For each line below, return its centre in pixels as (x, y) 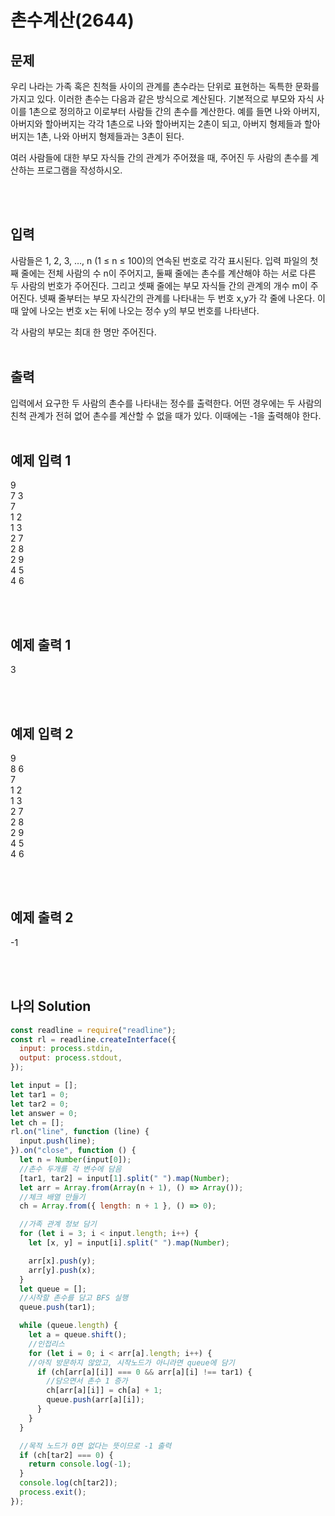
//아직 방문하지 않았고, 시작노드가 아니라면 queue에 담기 (131, 1362)
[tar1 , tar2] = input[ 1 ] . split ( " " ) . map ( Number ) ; (124, 1178)
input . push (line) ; (58, 1141)
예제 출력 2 (42, 917)
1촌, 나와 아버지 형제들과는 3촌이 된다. (110, 136)
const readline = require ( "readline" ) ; (93, 1030)
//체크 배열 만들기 (52, 1197)
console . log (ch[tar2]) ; (68, 1483)
